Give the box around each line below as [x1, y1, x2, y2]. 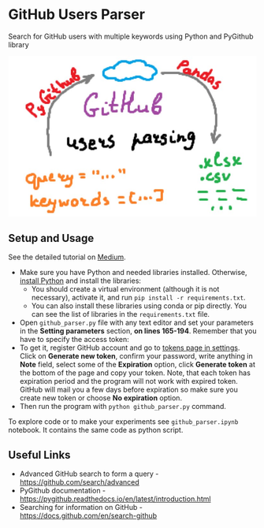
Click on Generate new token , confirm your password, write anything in [19, 351, 254, 361]
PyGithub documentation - [19, 486, 106, 496]
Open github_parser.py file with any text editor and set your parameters [19, 318, 254, 328]
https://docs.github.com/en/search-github [19, 511, 158, 521]
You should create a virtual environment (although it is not [31, 284, 220, 294]
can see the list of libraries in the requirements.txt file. [31, 310, 210, 319]
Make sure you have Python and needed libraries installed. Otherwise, [19, 268, 247, 277]
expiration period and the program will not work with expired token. [19, 377, 238, 386]
